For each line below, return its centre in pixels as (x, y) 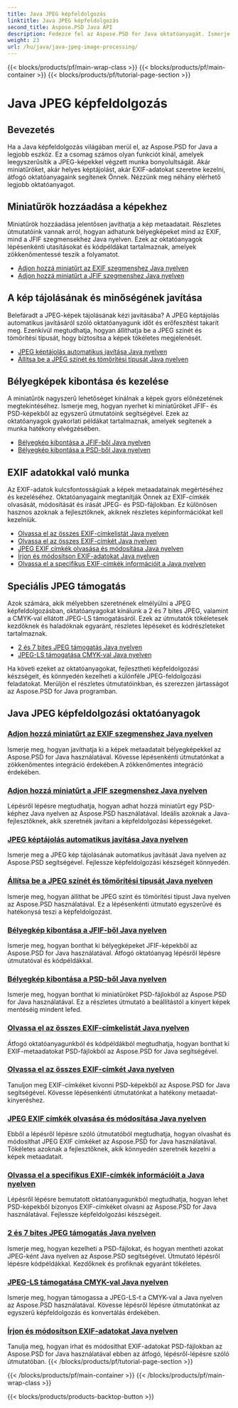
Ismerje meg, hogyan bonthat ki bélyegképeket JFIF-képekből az (102, 945)
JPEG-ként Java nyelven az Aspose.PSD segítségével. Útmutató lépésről (114, 1256)
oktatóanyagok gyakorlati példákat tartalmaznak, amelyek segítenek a (109, 421)
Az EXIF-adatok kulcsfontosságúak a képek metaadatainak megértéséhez (115, 490)
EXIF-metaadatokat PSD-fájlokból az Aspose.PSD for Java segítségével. (113, 1051)
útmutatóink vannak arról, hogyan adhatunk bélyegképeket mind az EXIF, (114, 231)
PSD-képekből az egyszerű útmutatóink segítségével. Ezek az (98, 414)
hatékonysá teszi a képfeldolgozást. (60, 912)
